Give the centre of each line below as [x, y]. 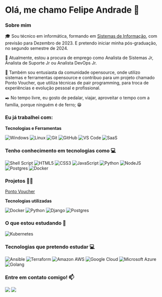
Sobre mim [18, 25]
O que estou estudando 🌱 [36, 223]
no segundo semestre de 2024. [37, 48]
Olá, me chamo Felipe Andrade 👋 [72, 10]
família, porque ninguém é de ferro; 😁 [43, 105]
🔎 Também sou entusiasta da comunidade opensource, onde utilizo [73, 72]
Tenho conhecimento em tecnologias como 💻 [61, 150]
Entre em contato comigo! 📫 [40, 277]
